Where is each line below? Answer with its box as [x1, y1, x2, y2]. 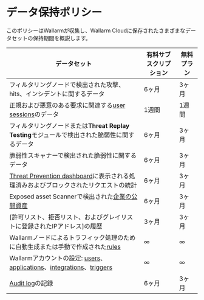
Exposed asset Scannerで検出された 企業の [9, 192, 132, 201]
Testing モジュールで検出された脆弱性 [9, 130, 117, 139]
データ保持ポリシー [6, 5, 103, 19]
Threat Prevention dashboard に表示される [9, 172, 129, 180]
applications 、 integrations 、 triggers [9, 263, 113, 271]
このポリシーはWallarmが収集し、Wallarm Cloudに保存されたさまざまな [6, 27, 186, 34]
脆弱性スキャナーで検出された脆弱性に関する [9, 151, 137, 159]
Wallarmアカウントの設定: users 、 [9, 254, 107, 262]
